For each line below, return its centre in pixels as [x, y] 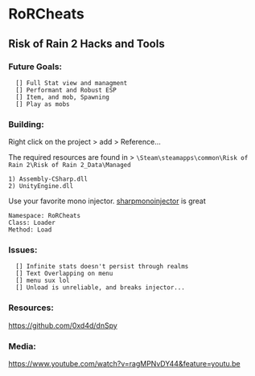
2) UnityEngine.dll [41, 186]
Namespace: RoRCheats [45, 216]
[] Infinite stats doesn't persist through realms [102, 267]
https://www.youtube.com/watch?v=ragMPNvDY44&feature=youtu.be [125, 364]
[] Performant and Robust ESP [66, 90]
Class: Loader [32, 223]
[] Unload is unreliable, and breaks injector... [100, 288]
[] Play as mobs [43, 104]
